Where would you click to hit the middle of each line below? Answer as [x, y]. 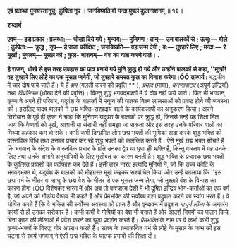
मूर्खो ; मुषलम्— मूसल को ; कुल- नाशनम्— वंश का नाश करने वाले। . [84, 55]
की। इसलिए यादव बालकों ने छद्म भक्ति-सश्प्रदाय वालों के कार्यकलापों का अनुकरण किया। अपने [110, 109]
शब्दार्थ [14, 25]
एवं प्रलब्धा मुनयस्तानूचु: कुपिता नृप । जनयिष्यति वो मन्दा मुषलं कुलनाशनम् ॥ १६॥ [95, 11]
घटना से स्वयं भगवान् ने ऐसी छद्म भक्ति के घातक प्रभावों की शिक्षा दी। [82, 236]
